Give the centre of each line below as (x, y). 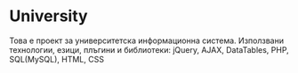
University (48, 16)
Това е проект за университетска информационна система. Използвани (147, 40)
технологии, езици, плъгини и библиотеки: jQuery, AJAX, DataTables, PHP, (149, 49)
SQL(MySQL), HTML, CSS (57, 59)
